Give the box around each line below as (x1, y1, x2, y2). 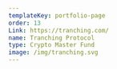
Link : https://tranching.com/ (8, 26, 110, 34)
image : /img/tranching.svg (8, 48, 99, 56)
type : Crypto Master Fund (8, 41, 95, 49)
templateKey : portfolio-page (8, 11, 106, 20)
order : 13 (8, 19, 42, 27)
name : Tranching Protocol (8, 33, 95, 42)
